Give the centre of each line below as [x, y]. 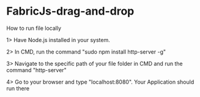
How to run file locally [34, 28]
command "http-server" [37, 70]
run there [18, 88]
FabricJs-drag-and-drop [70, 11]
